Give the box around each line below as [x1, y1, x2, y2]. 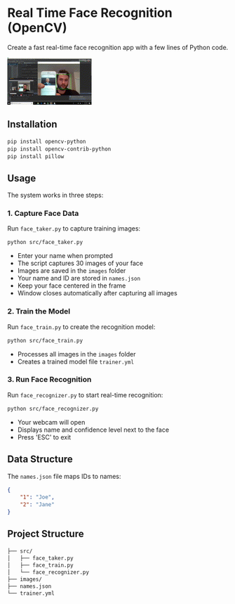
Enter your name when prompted [17, 252, 114, 260]
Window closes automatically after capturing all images [17, 289, 177, 297]
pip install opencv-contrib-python [7, 146, 112, 153]
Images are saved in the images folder [17, 266, 126, 275]
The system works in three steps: [7, 191, 104, 200]
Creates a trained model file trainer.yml [17, 357, 135, 366]
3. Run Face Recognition [7, 375, 92, 385]
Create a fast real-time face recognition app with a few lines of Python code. [7, 43, 229, 51]
